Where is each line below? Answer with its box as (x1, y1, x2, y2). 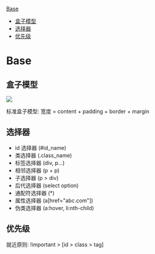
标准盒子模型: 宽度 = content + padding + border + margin (6, 108, 150, 115)
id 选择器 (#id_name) (14, 144, 67, 151)
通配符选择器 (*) (14, 189, 55, 196)
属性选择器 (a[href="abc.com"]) (14, 197, 94, 204)
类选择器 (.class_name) (14, 152, 72, 159)
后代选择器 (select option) (14, 182, 79, 189)
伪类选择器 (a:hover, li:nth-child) (14, 204, 95, 211)
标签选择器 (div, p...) (14, 159, 65, 166)
